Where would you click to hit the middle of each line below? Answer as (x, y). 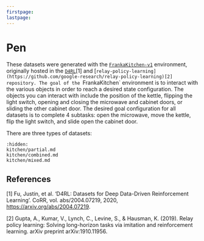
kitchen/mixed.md (28, 161)
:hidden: (17, 145)
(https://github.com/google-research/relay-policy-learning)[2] (90, 77)
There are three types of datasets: (49, 133)
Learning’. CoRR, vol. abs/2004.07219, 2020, (62, 200)
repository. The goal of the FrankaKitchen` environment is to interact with (102, 83)
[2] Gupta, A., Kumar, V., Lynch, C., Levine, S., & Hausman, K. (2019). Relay (100, 218)
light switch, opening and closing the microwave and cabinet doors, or (94, 102)
